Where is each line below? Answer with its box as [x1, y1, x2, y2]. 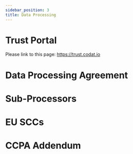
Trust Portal [5, 34, 57, 46]
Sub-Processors [5, 93, 77, 104]
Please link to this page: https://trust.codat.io [5, 51, 101, 57]
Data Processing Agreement [5, 69, 128, 81]
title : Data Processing [5, 12, 56, 17]
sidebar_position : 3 [5, 7, 50, 13]
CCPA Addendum [5, 140, 81, 151]
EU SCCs [5, 117, 44, 128]
